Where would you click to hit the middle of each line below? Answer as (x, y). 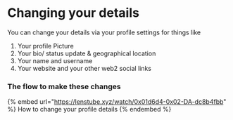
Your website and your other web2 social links (84, 68)
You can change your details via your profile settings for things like (104, 32)
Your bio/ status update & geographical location (87, 53)
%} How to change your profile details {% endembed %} (89, 109)
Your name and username (55, 60)
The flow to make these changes (64, 86)
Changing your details (73, 13)
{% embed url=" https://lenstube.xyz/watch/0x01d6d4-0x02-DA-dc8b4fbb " (117, 102)
